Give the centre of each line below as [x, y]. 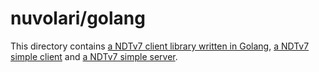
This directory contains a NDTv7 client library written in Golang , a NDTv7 [160, 46]
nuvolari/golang [78, 18]
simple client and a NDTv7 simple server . [94, 56]
